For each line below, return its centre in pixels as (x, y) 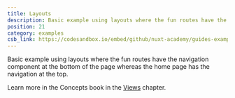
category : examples (36, 33)
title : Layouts (29, 14)
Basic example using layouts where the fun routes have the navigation (108, 59)
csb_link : (22, 40)
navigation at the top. (38, 74)
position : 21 (26, 26)
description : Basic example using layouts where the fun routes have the (117, 20)
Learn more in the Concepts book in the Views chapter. (87, 88)
